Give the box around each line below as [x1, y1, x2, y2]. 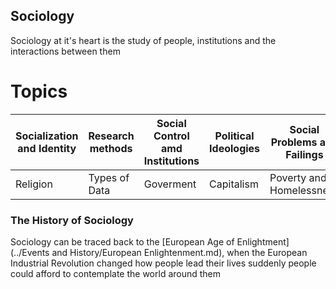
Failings [285, 147, 324, 161]
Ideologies [209, 141, 261, 155]
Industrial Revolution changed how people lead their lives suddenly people [10, 257, 317, 269]
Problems [270, 135, 318, 149]
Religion [15, 177, 53, 191]
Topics [10, 80, 68, 103]
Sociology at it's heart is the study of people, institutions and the [10, 34, 277, 46]
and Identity [17, 141, 77, 155]
